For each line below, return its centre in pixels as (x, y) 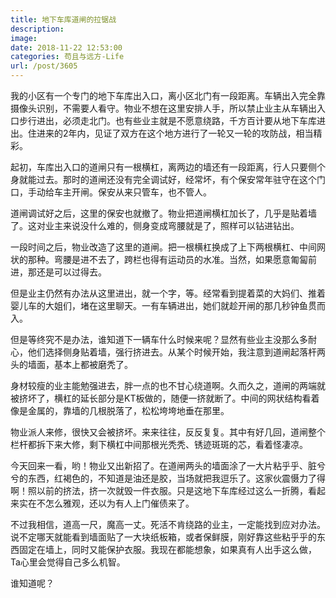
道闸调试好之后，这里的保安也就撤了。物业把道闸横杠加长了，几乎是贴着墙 (163, 213)
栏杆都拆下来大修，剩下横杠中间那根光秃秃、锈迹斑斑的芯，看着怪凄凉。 (159, 444)
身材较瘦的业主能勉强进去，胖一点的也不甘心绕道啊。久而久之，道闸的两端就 (168, 385)
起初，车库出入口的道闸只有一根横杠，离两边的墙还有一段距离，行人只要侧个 (168, 167)
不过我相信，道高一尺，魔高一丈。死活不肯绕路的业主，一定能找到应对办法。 (168, 524)
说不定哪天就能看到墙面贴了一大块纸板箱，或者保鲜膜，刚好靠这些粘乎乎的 (163, 537)
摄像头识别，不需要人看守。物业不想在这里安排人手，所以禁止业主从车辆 (159, 108)
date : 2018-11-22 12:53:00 (66, 47)
